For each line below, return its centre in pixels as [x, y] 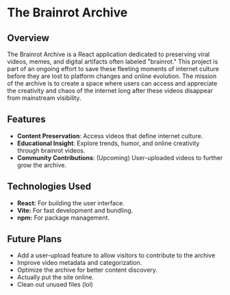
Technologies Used [49, 187]
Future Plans [35, 239]
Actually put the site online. [55, 277]
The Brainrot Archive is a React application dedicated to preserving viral [108, 54]
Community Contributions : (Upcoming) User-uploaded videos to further [120, 157]
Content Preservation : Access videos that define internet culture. [110, 136]
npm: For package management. [63, 218]
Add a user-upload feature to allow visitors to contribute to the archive [116, 255]
